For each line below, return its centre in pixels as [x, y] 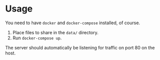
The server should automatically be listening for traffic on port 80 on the [80, 47]
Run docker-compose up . [37, 38]
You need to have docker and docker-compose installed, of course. [73, 23]
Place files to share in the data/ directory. [56, 32]
